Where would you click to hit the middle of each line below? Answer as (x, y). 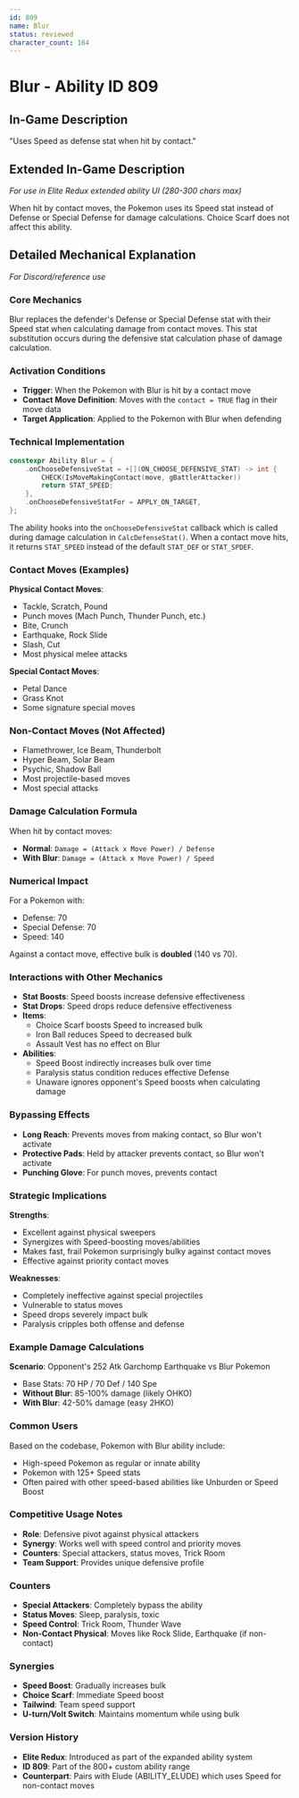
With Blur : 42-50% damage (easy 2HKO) (98, 1403)
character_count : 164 (50, 42)
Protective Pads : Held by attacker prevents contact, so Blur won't (143, 1153)
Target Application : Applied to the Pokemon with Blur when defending (152, 419)
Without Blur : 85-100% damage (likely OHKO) (107, 1393)
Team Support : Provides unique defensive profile (113, 1562)
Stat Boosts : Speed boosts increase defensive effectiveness (133, 997)
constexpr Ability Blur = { (62, 460)
